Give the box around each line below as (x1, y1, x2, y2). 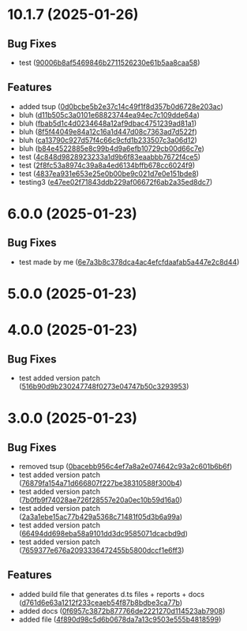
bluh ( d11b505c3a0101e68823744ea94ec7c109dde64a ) (18, 110, 200, 119)
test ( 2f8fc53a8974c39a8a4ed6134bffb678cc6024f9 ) (18, 160, 196, 170)
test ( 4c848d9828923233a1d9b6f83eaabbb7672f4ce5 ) (18, 152, 201, 161)
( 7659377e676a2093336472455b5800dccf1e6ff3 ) (18, 546, 185, 554)
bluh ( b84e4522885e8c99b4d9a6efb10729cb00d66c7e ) (18, 144, 204, 153)
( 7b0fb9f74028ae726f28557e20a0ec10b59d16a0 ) (18, 495, 183, 505)
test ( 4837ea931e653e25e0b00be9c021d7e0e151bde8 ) (18, 168, 199, 178)
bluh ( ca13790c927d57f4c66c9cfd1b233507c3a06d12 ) (18, 135, 198, 145)
